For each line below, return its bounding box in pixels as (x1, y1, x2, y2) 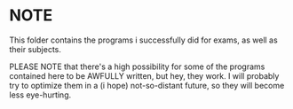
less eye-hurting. (9, 90, 72, 100)
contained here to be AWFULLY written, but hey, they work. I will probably (9, 70, 280, 81)
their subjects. (9, 43, 62, 54)
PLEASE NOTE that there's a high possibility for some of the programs (9, 61, 265, 72)
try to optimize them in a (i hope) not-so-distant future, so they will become (9, 80, 285, 90)
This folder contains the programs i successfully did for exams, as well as (9, 35, 278, 45)
